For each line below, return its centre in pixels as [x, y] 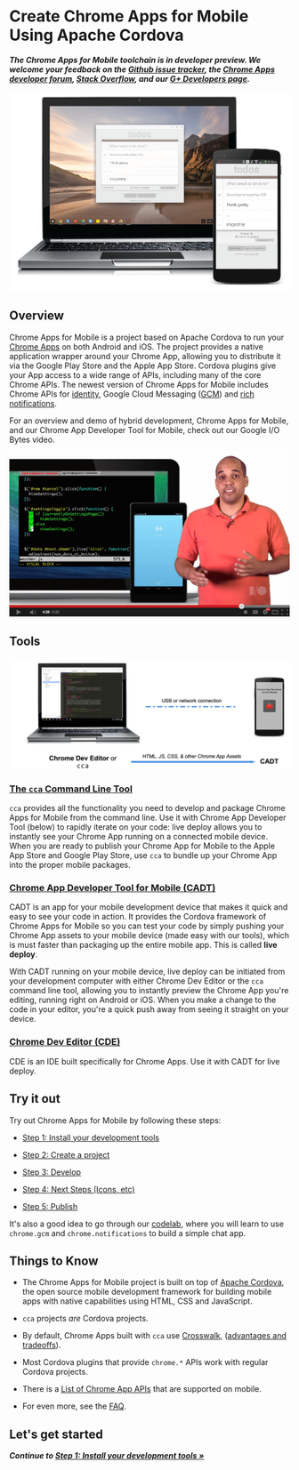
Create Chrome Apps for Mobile [129, 16]
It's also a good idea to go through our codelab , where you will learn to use [147, 1224]
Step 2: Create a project [66, 1154]
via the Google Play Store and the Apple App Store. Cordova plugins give [143, 365]
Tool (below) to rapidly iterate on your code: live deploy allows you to [136, 827]
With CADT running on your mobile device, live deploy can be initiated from [147, 972]
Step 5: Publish [50, 1206]
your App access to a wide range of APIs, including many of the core [135, 374]
